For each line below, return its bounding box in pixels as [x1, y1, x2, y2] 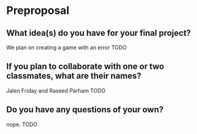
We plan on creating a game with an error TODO [6, 44, 127, 51]
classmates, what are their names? [6, 71, 142, 81]
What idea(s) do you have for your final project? [6, 28, 192, 38]
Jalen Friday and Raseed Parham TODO [6, 87, 106, 94]
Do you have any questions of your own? [6, 104, 164, 115]
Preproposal [6, 4, 70, 18]
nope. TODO [6, 121, 38, 128]
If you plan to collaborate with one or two [6, 61, 164, 72]
